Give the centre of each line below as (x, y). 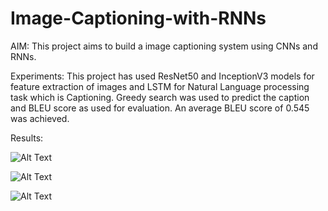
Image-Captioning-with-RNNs (138, 18)
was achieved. (40, 118)
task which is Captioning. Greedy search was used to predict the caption (160, 97)
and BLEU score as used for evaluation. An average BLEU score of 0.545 (160, 108)
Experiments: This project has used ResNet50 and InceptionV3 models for (162, 76)
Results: (27, 138)
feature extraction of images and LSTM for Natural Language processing (160, 86)
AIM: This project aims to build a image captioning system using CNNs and (164, 46)
